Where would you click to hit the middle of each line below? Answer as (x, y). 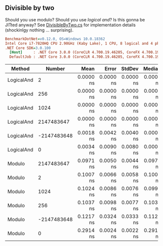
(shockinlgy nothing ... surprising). (39, 30)
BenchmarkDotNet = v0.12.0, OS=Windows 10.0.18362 (55, 39)
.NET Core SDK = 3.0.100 (28, 48)
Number (56, 69)
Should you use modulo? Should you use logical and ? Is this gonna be (75, 19)
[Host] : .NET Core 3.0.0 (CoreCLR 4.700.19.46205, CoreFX (74, 52)
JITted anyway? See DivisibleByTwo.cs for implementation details (70, 25)
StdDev (130, 69)
